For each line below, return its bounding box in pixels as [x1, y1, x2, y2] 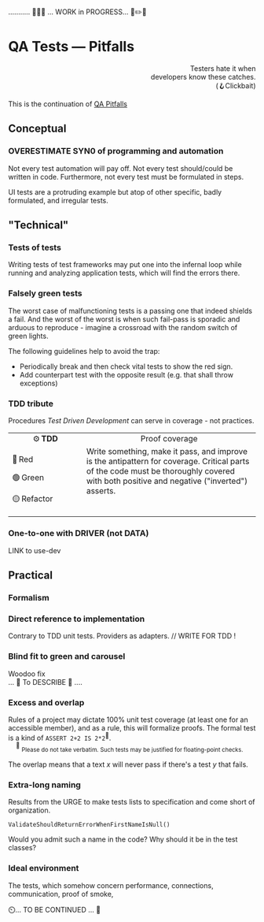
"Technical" [8, 218, 69, 232]
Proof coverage [140, 433, 198, 444]
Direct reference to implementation [8, 613, 145, 624]
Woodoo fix [8, 669, 46, 678]
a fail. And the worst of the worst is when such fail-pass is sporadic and [8, 314, 240, 324]
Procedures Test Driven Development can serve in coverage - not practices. [8, 415, 255, 425]
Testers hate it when [189, 63, 256, 73]
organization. [8, 805, 51, 815]
